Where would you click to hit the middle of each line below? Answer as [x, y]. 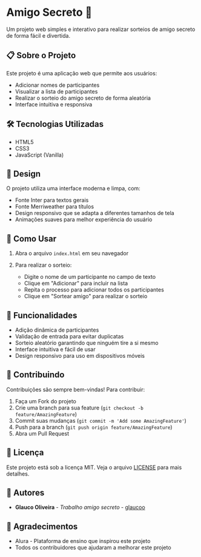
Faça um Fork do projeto [46, 401]
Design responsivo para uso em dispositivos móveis [80, 356]
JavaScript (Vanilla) [39, 155]
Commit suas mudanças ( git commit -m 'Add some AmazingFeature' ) [100, 420]
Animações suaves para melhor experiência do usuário [84, 220]
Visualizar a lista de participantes [56, 91]
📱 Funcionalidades [42, 315]
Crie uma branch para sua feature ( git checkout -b [79, 408]
